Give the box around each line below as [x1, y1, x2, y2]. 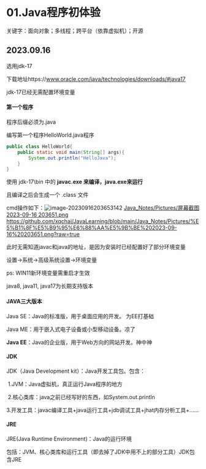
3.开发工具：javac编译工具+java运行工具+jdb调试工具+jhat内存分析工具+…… [6, 406, 199, 414]
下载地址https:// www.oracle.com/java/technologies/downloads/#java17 [6, 75, 186, 83]
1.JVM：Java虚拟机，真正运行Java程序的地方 [7, 380, 123, 387]
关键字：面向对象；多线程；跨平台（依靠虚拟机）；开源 [6, 27, 143, 34]
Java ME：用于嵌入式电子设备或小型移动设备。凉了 [6, 326, 136, 333]
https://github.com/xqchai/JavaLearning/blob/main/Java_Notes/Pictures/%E [6, 218, 199, 225]
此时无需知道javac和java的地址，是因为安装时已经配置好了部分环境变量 [6, 243, 186, 251]
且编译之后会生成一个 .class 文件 [6, 191, 89, 199]
